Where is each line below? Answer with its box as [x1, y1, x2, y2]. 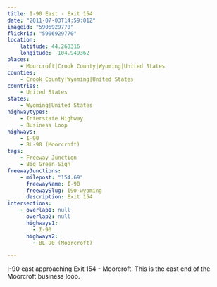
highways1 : [25, 219, 58, 227]
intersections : [7, 200, 52, 208]
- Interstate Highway [20, 115, 83, 122]
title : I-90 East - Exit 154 [7, 10, 93, 18]
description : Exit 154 [25, 193, 93, 200]
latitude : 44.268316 [20, 43, 80, 50]
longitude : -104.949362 [20, 50, 90, 57]
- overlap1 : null [20, 207, 71, 214]
